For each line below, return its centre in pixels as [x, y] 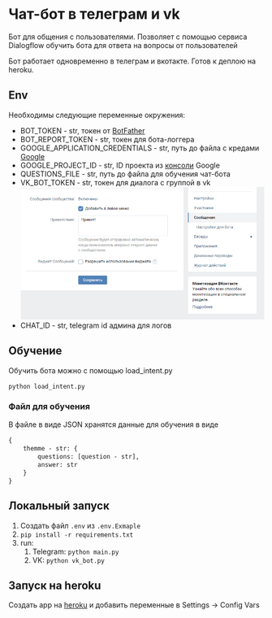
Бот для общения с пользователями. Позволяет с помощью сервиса [128, 37]
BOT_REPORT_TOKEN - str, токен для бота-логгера [107, 139]
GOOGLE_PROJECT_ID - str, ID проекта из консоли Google [120, 165]
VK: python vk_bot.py [69, 560]
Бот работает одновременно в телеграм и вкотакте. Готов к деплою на [132, 61]
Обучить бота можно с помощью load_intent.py [91, 370]
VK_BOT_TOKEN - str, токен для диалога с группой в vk [115, 182]
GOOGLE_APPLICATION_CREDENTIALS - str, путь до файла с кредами [140, 148]
